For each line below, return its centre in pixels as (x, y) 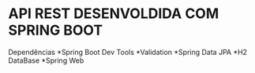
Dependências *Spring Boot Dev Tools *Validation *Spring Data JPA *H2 (127, 52)
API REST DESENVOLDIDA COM (114, 14)
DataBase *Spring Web (46, 60)
